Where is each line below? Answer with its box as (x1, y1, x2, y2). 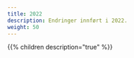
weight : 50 (7, 23, 39, 30)
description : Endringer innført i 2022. (7, 17, 128, 24)
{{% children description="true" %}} (7, 43, 113, 52)
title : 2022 (7, 10, 42, 18)
